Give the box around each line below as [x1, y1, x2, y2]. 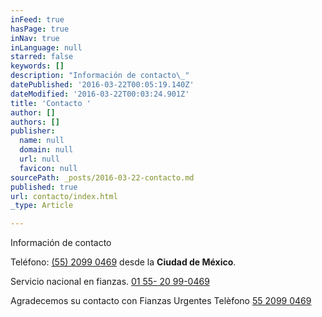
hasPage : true [10, 24, 70, 34]
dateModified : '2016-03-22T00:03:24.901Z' [10, 89, 190, 99]
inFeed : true [10, 14, 65, 25]
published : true [10, 182, 78, 192]
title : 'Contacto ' [10, 98, 92, 108]
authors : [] [10, 117, 60, 127]
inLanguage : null [10, 42, 83, 53]
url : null [19, 154, 60, 164]
